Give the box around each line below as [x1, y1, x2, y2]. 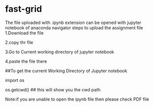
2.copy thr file [5, 39, 33, 45]
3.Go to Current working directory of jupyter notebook [5, 49, 114, 55]
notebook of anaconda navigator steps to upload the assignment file [5, 24, 143, 30]
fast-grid [5, 3, 42, 15]
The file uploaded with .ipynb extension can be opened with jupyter [5, 20, 141, 25]
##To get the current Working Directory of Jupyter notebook [5, 67, 128, 74]
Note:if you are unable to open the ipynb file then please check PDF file [5, 96, 150, 102]
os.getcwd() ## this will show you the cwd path [5, 86, 101, 92]
